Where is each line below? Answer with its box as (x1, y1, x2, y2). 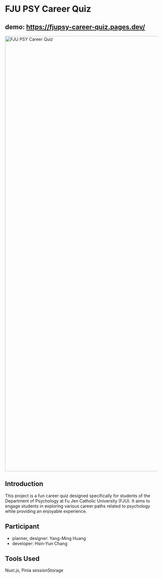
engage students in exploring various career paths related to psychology (5, 503, 150, 509)
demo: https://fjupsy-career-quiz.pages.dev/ (5, 23, 146, 31)
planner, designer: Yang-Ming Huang (12, 535, 86, 541)
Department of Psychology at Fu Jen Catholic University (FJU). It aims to (5, 498, 150, 503)
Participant (5, 522, 40, 531)
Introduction (5, 480, 44, 488)
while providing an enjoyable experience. (5, 508, 87, 514)
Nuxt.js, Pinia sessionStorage (5, 567, 64, 573)
